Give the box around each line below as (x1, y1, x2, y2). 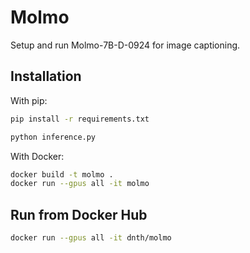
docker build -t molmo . (10, 169, 114, 180)
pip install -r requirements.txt (10, 114, 150, 124)
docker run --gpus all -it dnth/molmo (10, 233, 172, 243)
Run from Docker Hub (10, 206, 148, 223)
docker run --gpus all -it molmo (10, 179, 150, 189)
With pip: (10, 94, 48, 106)
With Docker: (10, 150, 65, 162)
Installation (10, 68, 82, 85)
